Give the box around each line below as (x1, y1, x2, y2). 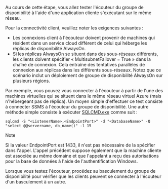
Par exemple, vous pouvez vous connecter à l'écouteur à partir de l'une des (5, 88, 163, 93)
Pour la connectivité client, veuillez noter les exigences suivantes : (5, 25, 144, 31)
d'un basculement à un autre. (5, 179, 67, 184)
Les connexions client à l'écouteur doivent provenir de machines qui (12, 35, 155, 41)
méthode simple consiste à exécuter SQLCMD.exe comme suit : (5, 109, 138, 115)
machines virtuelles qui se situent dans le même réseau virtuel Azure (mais (5, 93, 162, 99)
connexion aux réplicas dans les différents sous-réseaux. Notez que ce (12, 67, 161, 73)
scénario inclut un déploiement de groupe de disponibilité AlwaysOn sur (12, 72, 163, 78)
